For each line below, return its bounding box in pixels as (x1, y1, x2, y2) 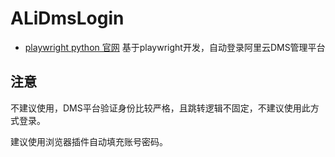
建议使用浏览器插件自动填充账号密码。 (10, 135, 168, 147)
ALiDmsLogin (10, 7, 125, 30)
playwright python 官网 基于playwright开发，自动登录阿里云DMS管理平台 (24, 41, 326, 53)
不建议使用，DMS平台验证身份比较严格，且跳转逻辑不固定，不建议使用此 (10, 102, 311, 114)
